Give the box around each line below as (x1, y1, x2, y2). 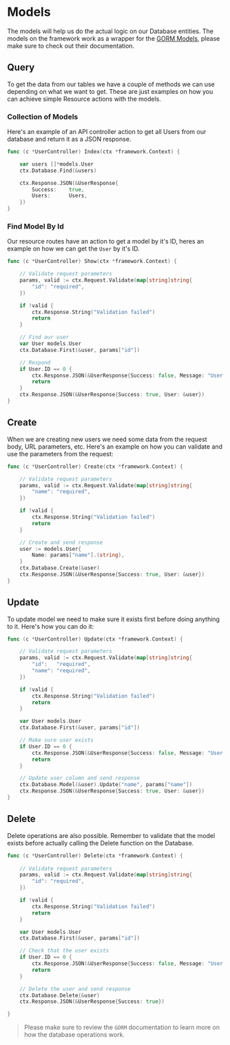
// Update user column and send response (19, 774, 140, 782)
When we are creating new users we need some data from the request (7, 435, 208, 443)
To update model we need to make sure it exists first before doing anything (7, 615, 220, 623)
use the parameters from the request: (7, 449, 114, 458)
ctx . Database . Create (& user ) (19, 565, 100, 572)
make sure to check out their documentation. (7, 41, 135, 50)
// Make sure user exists (19, 736, 94, 744)
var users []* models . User (19, 160, 94, 168)
